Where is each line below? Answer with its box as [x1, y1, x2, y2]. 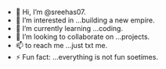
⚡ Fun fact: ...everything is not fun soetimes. [15, 53, 159, 61]
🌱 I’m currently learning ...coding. [15, 24, 124, 33]
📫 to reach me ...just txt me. [15, 41, 108, 50]
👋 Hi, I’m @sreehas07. [15, 8, 86, 16]
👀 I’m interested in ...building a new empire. [15, 16, 155, 25]
